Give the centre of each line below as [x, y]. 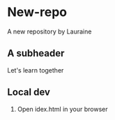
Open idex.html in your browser [62, 109]
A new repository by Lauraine [49, 31]
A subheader [36, 53]
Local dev [29, 92]
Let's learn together [36, 70]
